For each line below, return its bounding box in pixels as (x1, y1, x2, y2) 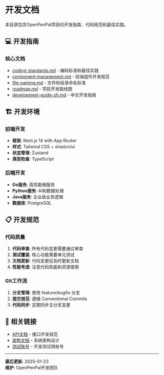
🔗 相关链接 (5, 317, 37, 326)
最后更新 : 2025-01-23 (5, 358, 49, 365)
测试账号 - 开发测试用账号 (12, 344, 64, 350)
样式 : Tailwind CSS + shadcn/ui (12, 144, 75, 150)
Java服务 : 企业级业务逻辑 (12, 194, 63, 200)
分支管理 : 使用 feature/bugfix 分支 (12, 289, 81, 295)
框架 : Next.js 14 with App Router (12, 138, 77, 143)
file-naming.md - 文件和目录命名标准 (12, 79, 86, 86)
